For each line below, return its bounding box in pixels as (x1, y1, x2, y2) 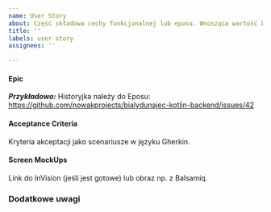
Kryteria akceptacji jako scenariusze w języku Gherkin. (8, 136, 191, 146)
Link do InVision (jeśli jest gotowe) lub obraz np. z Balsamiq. (8, 173, 208, 182)
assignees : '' (8, 42, 56, 50)
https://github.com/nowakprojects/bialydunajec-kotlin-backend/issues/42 (8, 100, 255, 110)
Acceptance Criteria (8, 118, 78, 128)
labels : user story (8, 34, 74, 43)
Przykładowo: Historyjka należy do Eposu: (8, 92, 151, 102)
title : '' (8, 27, 42, 35)
